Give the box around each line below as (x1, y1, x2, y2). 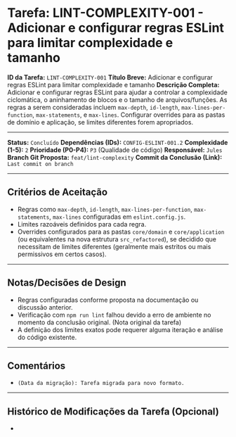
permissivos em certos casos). (17, 250, 107, 258)
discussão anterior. (17, 303, 73, 311)
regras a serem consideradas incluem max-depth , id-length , (7, 103, 181, 111)
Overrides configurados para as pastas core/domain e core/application (17, 227, 225, 236)
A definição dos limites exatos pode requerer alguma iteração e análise (17, 325, 223, 334)
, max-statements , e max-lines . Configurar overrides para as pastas (32, 110, 225, 119)
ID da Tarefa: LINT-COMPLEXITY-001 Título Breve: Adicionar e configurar (7, 72, 213, 82)
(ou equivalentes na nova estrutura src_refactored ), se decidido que (17, 234, 216, 243)
